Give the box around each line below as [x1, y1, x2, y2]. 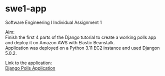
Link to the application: [5, 60, 52, 66]
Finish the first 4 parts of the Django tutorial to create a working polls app [5, 34, 156, 40]
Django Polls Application [5, 65, 56, 71]
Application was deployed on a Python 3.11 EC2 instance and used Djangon [5, 45, 160, 51]
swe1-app [5, 3, 46, 14]
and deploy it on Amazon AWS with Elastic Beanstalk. [5, 39, 115, 45]
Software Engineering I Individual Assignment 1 [5, 19, 102, 25]
